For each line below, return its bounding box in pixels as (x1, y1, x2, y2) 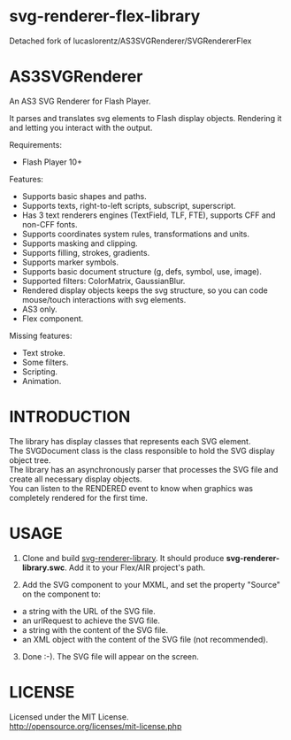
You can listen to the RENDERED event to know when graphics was (9, 482, 254, 493)
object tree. (9, 454, 51, 466)
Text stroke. (21, 347, 65, 358)
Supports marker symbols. (21, 257, 119, 267)
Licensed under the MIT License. (9, 711, 129, 722)
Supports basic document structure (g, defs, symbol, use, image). (21, 266, 263, 276)
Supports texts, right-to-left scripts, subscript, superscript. (21, 200, 236, 211)
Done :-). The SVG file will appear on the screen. (21, 651, 199, 661)
